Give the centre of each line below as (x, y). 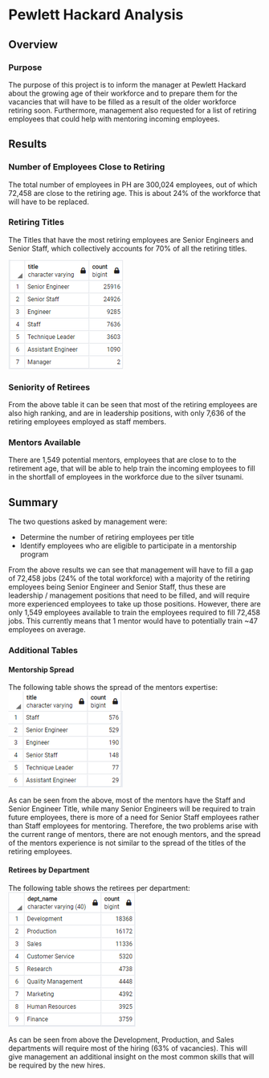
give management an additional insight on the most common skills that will (131, 1056)
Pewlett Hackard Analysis (96, 15)
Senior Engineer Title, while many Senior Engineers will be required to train (132, 809)
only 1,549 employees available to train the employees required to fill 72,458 (134, 613)
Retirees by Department (49, 870)
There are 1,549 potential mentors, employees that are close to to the (122, 460)
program (34, 554)
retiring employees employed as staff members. (88, 422)
